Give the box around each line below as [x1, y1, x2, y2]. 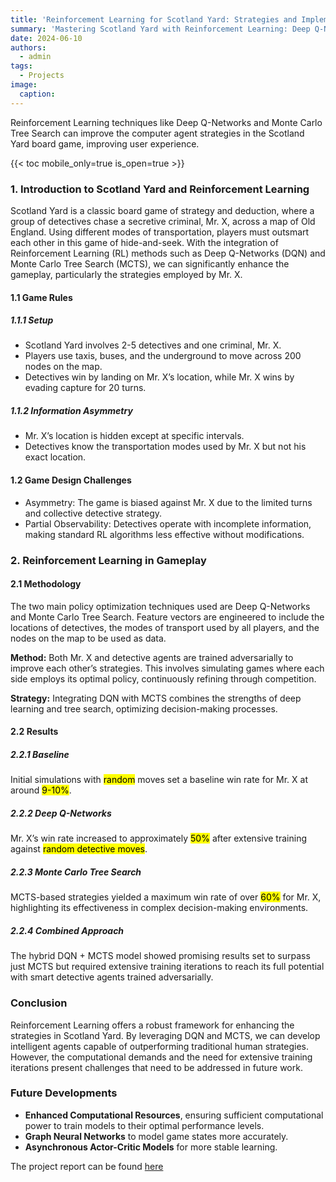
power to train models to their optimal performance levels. [24, 1119, 265, 1131]
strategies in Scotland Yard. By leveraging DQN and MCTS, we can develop [10, 1029, 321, 1041]
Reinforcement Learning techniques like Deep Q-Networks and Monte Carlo [10, 116, 323, 128]
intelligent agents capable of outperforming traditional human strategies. [10, 1040, 310, 1052]
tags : [10, 61, 33, 71]
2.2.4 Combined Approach [10, 924, 125, 936]
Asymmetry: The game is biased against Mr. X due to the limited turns [24, 496, 313, 508]
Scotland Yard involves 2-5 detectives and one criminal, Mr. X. [24, 339, 282, 351]
